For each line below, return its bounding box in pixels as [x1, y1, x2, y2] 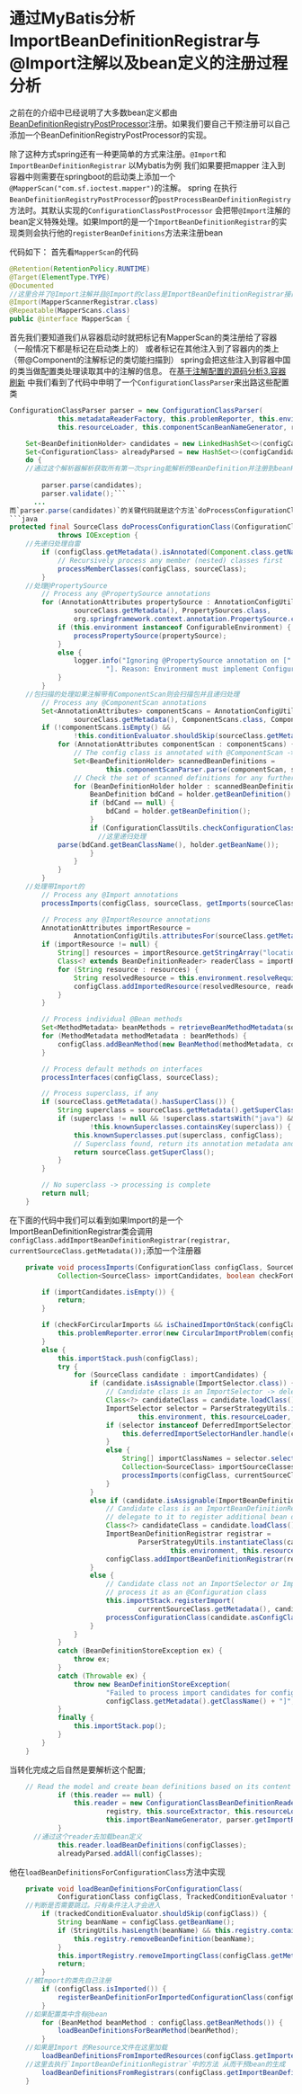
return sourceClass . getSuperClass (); [73, 1147, 216, 1156]
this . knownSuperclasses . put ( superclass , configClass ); [73, 1130, 283, 1140]
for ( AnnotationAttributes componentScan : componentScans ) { [57, 740, 296, 749]
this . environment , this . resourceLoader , [138, 1412, 292, 1421]
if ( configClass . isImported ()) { [41, 1984, 167, 1994]
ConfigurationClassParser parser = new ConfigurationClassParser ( [9, 406, 263, 415]
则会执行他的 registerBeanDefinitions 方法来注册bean [24, 227, 223, 238]
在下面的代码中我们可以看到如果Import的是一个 [9, 1215, 184, 1225]
